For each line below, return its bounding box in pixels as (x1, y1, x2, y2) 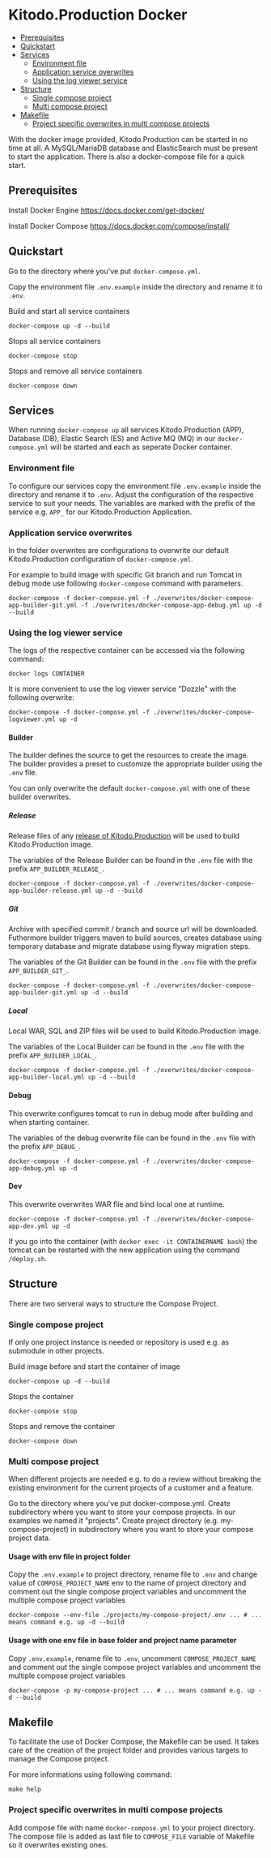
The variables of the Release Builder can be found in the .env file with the (8, 856, 253, 865)
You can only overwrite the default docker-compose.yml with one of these (8, 783, 251, 793)
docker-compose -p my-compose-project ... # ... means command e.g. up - (8, 1686, 263, 1694)
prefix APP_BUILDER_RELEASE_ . (8, 864, 105, 873)
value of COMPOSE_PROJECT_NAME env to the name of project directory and (8, 1578, 247, 1588)
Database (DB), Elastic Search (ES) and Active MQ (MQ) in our (8, 434, 216, 444)
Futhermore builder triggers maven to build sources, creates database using (8, 933, 262, 942)
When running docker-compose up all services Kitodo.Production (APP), (8, 425, 244, 435)
